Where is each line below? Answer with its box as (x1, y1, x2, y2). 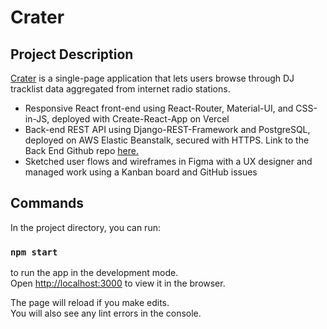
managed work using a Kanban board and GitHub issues (24, 166, 258, 178)
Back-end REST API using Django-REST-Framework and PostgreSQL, (24, 124, 311, 135)
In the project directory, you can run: (10, 221, 161, 233)
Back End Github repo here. (24, 145, 139, 156)
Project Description (10, 46, 134, 63)
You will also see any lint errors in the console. (10, 307, 202, 320)
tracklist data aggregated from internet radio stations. (10, 83, 231, 95)
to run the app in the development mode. (10, 267, 179, 279)
